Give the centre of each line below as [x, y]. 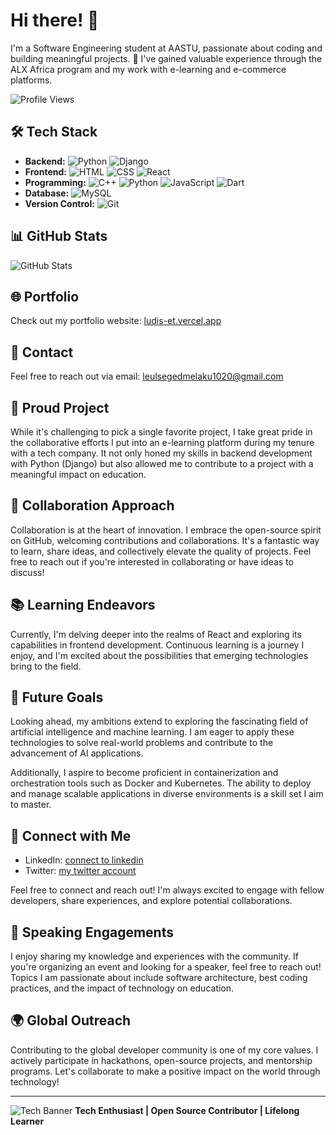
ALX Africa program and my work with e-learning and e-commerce [148, 69]
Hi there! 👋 [55, 20]
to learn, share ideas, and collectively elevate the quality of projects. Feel [161, 551]
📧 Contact [42, 352]
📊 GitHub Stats [59, 236]
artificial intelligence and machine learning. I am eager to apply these [152, 732]
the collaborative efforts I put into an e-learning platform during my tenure [162, 442]
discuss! [27, 572]
